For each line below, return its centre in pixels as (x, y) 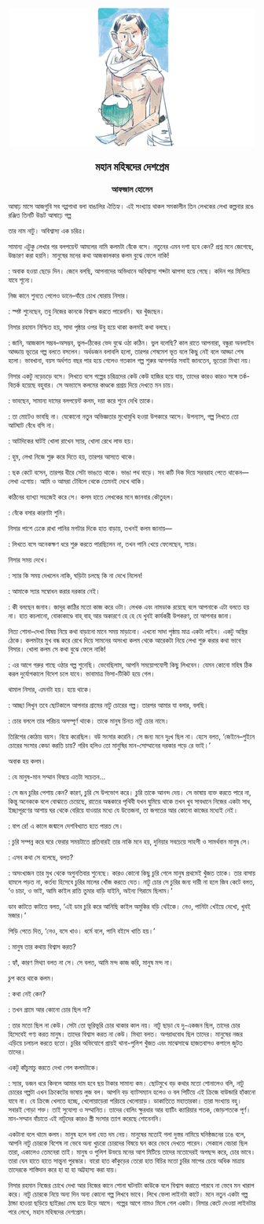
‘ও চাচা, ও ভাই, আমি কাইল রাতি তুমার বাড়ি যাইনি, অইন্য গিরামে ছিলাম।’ (90, 890)
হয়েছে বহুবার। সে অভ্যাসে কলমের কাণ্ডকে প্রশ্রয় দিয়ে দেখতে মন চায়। (98, 385)
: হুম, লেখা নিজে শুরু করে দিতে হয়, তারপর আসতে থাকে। (72, 456)
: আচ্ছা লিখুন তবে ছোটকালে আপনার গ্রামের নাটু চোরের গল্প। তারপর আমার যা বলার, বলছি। (108, 705)
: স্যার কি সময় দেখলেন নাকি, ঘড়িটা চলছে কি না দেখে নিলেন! (75, 575)
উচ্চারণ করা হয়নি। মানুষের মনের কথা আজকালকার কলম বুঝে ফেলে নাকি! (89, 255)
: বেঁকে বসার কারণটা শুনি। (37, 512)
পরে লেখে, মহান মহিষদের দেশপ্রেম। (48, 1211)
